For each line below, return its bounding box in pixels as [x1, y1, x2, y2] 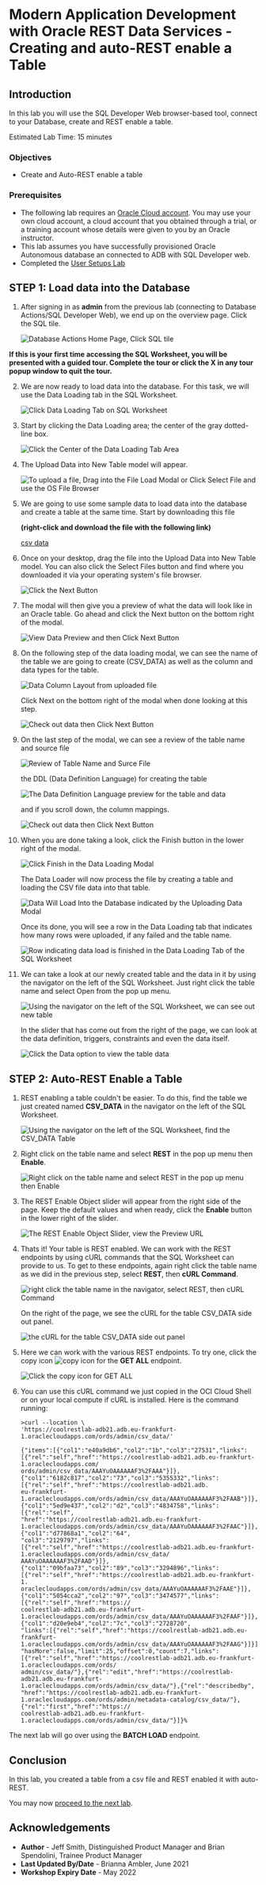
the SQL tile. [20, 319, 61, 329]
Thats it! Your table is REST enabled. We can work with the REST [20, 1245, 232, 1254]
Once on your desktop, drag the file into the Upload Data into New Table [20, 553, 256, 563]
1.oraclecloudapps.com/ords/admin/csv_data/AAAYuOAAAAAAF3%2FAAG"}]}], [20, 1640, 262, 1648]
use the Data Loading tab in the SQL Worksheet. [20, 390, 178, 400]
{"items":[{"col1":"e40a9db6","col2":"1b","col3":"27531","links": [20, 1446, 248, 1454]
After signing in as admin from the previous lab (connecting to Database [20, 302, 256, 312]
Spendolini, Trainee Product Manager [20, 1850, 142, 1860]
